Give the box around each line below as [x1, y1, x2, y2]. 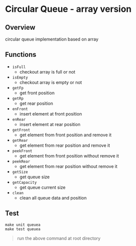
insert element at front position [19, 111, 82, 117]
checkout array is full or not [19, 69, 76, 75]
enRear [12, 117, 26, 122]
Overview [5, 23, 36, 32]
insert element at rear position [19, 121, 81, 127]
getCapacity [12, 180, 37, 185]
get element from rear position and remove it [19, 142, 110, 148]
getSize [12, 169, 28, 174]
